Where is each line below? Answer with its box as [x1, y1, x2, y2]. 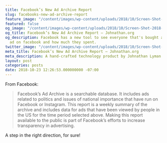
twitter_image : [5, 44, 37, 49]
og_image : [5, 26, 26, 31]
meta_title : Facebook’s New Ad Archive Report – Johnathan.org [5, 49, 139, 54]
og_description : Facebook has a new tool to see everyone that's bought [5, 35, 159, 40]
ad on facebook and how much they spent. [9, 40, 97, 45]
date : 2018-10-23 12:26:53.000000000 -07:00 [5, 68, 99, 73]
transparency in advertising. [17, 123, 75, 129]
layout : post [5, 58, 32, 63]
